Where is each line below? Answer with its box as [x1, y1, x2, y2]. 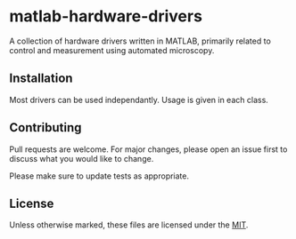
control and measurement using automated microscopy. [9, 44, 215, 55]
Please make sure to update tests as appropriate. [9, 171, 190, 181]
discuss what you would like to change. [9, 153, 154, 163]
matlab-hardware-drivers [9, 6, 203, 27]
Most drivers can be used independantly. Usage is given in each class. [9, 94, 269, 105]
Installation [9, 71, 73, 86]
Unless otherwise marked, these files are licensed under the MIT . [9, 219, 249, 230]
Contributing [9, 120, 82, 135]
